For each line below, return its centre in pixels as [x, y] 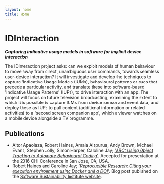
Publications [25, 133]
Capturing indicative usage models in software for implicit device [73, 52]
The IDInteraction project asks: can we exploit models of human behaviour [80, 66]
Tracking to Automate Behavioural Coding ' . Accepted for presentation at [85, 156]
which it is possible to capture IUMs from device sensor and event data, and [82, 102]
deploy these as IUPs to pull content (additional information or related [75, 108]
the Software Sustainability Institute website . [57, 177]
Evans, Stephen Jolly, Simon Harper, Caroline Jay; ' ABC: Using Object [82, 151]
